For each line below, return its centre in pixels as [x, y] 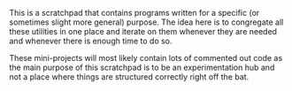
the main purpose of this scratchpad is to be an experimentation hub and [142, 67]
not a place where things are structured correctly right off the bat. [129, 77]
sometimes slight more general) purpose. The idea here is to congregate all [146, 22]
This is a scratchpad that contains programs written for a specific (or [134, 13]
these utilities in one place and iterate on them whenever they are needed [143, 31]
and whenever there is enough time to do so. [91, 41]
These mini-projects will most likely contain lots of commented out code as [146, 58]
